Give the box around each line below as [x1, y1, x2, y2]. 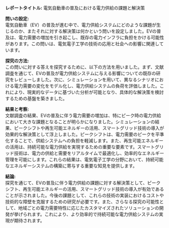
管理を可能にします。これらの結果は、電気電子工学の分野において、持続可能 [5, 157, 164, 163]
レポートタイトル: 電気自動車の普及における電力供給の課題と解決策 [5, 5, 145, 11]
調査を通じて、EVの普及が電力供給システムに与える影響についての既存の [5, 70, 156, 76]
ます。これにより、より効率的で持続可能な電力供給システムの [31, 211, 159, 217]
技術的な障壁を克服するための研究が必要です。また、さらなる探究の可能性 [5, 199, 160, 204]
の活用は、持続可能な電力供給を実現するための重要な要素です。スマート [5, 144, 155, 150]
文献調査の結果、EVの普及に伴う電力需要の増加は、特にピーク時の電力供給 [5, 113, 161, 118]
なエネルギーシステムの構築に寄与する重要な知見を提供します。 [5, 163, 137, 169]
